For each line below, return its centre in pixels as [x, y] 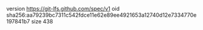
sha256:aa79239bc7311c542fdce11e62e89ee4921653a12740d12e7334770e [101, 15]
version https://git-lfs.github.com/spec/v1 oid [63, 9]
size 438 [42, 21]
